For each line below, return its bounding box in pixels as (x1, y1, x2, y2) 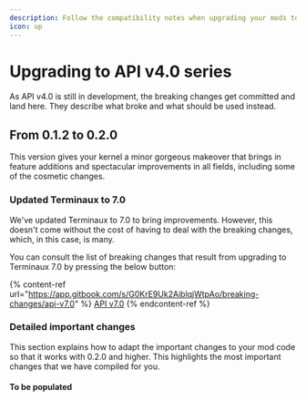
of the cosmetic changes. (9, 170, 106, 182)
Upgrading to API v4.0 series (9, 61, 232, 82)
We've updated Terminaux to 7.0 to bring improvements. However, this (9, 214, 273, 225)
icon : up (9, 22, 43, 31)
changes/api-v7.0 (9, 298, 76, 309)
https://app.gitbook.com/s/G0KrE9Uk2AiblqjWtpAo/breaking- (27, 288, 260, 299)
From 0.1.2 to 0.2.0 (9, 127, 118, 142)
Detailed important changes (9, 321, 136, 334)
